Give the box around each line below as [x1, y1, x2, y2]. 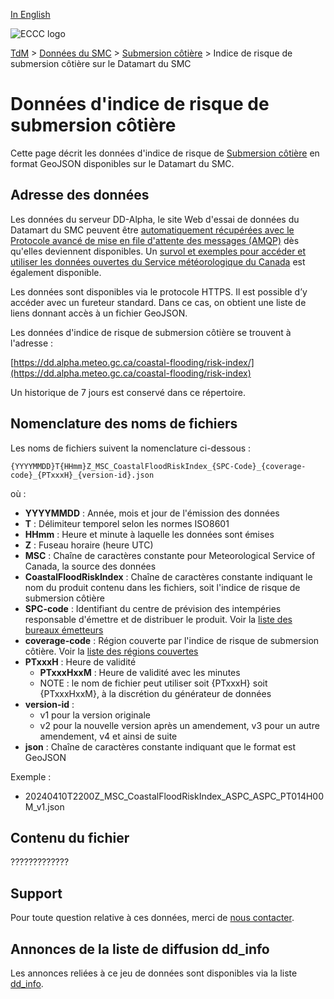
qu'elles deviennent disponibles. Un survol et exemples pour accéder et [10, 245, 307, 257]
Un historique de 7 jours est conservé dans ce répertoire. [10, 386, 246, 398]
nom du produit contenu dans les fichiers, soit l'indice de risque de [24, 581, 301, 593]
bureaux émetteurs [24, 624, 104, 636]
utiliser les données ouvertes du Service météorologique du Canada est [10, 255, 306, 268]
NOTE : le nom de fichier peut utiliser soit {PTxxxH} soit [39, 677, 268, 689]
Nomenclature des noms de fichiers [10, 415, 238, 433]
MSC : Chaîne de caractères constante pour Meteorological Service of [24, 549, 316, 561]
